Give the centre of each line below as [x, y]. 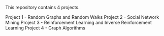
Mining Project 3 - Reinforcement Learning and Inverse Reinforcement [79, 23]
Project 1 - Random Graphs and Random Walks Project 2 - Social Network [82, 17]
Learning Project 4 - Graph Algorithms [45, 28]
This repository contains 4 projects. [42, 7]
